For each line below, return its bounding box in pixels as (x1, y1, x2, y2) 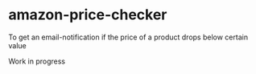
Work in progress (8, 56, 66, 66)
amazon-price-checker (8, 6, 167, 24)
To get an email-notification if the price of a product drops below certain (8, 32, 248, 42)
